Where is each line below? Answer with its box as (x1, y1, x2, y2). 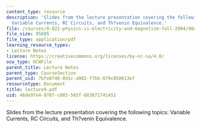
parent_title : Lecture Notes (6, 64, 79, 71)
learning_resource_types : (6, 42, 71, 48)
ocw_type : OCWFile (6, 59, 52, 65)
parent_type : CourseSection (6, 70, 77, 76)
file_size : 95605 (6, 31, 50, 37)
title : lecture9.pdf (6, 87, 58, 93)
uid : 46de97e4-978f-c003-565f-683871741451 (6, 92, 117, 98)
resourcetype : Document (6, 81, 66, 87)
